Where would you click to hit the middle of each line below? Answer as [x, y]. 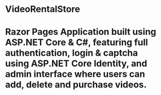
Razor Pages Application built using [81, 32]
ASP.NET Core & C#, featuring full [77, 43]
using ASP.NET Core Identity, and [76, 64]
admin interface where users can [75, 74]
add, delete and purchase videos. [76, 85]
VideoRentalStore [43, 9]
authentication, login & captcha [72, 53]
